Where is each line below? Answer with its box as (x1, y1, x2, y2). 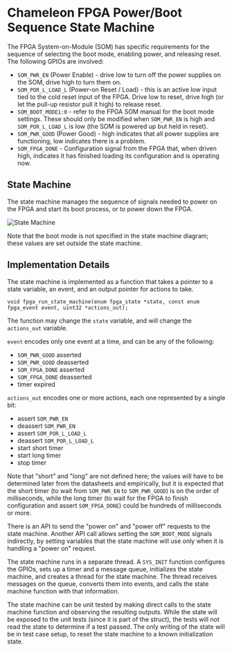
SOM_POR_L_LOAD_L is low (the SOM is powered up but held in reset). (17, 122, 208, 130)
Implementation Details (7, 259, 110, 271)
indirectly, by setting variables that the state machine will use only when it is (7, 537, 224, 545)
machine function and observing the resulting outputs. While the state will (7, 607, 218, 616)
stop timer (17, 458, 47, 467)
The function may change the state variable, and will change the (7, 316, 192, 325)
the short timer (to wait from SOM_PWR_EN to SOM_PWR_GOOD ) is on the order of (7, 486, 220, 494)
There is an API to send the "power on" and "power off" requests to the (7, 521, 211, 530)
